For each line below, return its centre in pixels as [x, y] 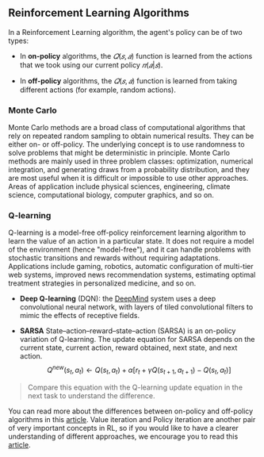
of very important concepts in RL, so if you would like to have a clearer [124, 428]
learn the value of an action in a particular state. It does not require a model [131, 241]
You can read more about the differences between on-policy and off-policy [131, 411]
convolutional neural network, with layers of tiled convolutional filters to [136, 307]
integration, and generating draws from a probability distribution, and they [129, 170]
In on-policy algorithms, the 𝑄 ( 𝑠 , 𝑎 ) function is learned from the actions [136, 56]
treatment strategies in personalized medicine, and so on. [102, 283]
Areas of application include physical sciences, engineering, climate [119, 186]
